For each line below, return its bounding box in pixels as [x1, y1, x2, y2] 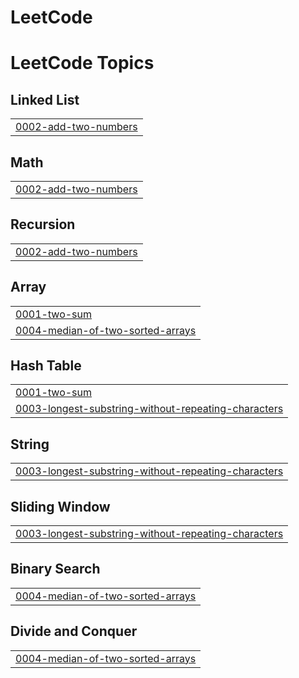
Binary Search [10, 561, 101, 578]
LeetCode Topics [10, 52, 155, 75]
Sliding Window [10, 498, 111, 515]
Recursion [10, 216, 76, 233]
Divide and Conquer [10, 623, 138, 640]
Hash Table [10, 357, 82, 375]
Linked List [10, 91, 80, 108]
